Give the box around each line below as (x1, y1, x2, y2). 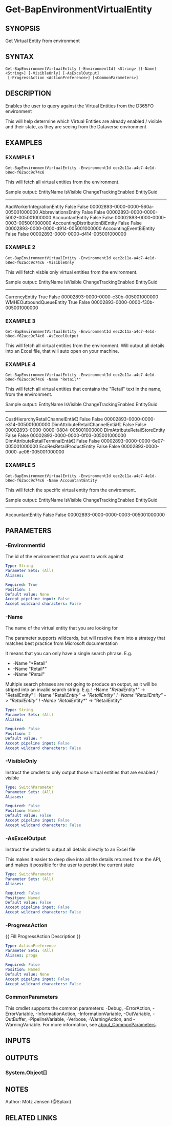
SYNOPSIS (5, 24, 40, 33)
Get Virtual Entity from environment (5, 37, 80, 44)
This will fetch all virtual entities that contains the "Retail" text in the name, (5, 386, 162, 392)
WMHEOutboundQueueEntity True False (5, 299, 91, 305)
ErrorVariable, (5, 1010, 35, 1017)
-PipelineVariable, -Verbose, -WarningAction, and (28, 1016, 132, 1022)
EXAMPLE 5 (5, 462, 36, 469)
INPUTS (5, 1036, 31, 1045)
